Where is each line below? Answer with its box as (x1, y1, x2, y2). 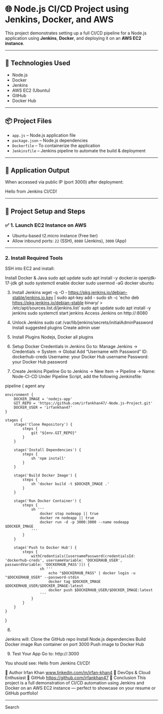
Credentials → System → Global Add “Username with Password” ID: (12, 349, 148, 355)
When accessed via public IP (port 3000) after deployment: (5, 179, 124, 185)
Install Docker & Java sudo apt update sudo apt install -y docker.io (5, 275, 138, 281)
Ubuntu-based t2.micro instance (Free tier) (12, 233, 98, 239)
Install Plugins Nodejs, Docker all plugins (12, 334, 94, 340)
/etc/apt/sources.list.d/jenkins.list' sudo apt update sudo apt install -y (12, 305, 151, 311)
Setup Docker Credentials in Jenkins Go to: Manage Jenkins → (12, 344, 138, 349)
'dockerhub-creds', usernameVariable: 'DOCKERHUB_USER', (5, 558, 123, 563)
